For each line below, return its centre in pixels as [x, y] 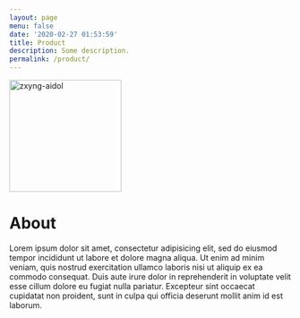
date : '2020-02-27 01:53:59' [64, 34]
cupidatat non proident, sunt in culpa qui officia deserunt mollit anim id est [146, 296]
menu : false [31, 26]
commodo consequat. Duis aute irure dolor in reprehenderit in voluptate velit [150, 276]
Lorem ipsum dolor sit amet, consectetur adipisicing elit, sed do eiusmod [143, 248]
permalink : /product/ [50, 59]
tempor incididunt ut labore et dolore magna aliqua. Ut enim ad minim [137, 257]
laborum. [26, 305]
